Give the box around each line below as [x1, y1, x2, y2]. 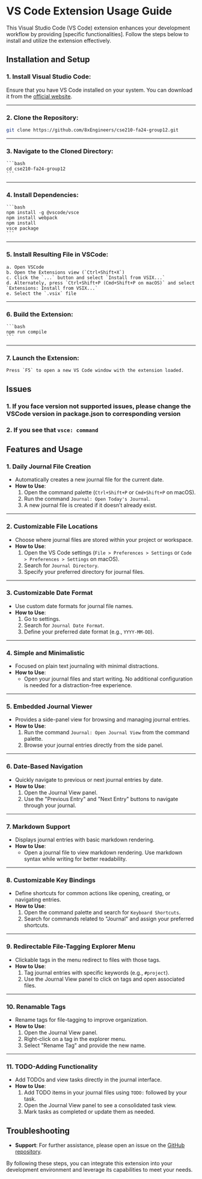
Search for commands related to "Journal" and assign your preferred [23, 915, 194, 923]
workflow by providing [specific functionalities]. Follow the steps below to [6, 30, 189, 37]
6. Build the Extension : [6, 310, 73, 318]
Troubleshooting [6, 1125, 70, 1136]
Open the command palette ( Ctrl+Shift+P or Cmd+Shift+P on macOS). [23, 489, 196, 496]
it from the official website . [6, 92, 73, 100]
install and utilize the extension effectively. [6, 37, 111, 44]
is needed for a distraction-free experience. [23, 682, 132, 689]
